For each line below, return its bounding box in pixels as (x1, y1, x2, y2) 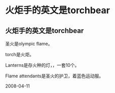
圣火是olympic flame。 (5, 41, 53, 46)
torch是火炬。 (5, 52, 34, 57)
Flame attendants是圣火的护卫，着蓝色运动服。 (5, 73, 104, 79)
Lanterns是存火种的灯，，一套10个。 (5, 62, 80, 68)
